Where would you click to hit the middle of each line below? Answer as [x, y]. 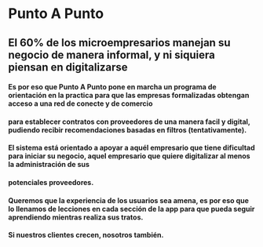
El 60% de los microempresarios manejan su [119, 43]
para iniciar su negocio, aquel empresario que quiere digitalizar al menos [129, 156]
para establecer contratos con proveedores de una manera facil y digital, [129, 122]
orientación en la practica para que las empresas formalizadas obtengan [129, 96]
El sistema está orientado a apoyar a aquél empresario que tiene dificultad [131, 148]
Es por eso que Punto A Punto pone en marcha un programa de [113, 87]
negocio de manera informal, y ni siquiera [112, 54]
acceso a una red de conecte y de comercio [80, 104]
